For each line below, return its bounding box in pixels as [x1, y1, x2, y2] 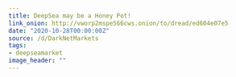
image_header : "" [8, 57, 67, 65]
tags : [8, 42, 27, 50]
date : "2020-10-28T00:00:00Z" [8, 26, 110, 34]
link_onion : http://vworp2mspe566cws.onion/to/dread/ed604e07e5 [8, 19, 229, 27]
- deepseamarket [8, 49, 63, 57]
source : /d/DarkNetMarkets [8, 34, 99, 43]
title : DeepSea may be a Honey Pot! [8, 11, 131, 20]
